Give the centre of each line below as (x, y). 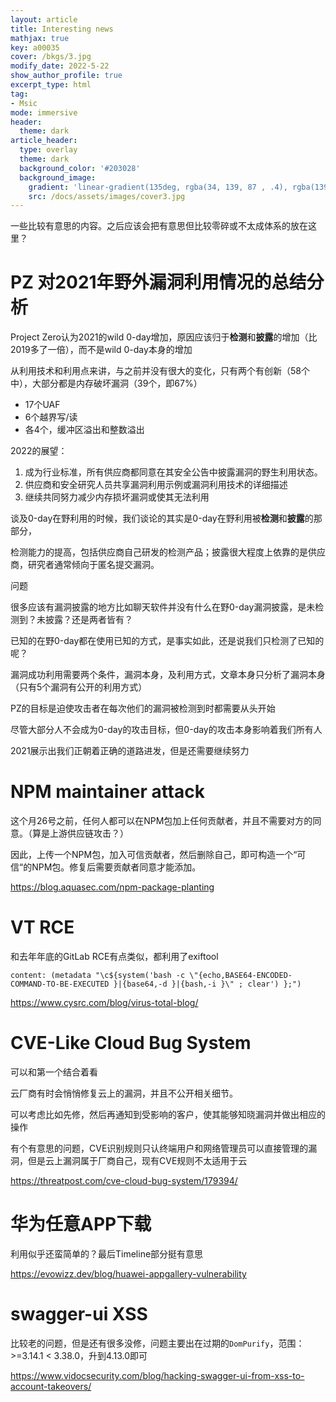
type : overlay (48, 150)
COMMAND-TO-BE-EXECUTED (60, 984)
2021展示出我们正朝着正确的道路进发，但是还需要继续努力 (130, 751)
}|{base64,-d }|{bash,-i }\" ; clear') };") (207, 984)
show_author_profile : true (66, 76)
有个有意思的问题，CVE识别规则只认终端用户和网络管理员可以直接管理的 (159, 1148)
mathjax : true (40, 38)
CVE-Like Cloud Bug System (131, 1043)
